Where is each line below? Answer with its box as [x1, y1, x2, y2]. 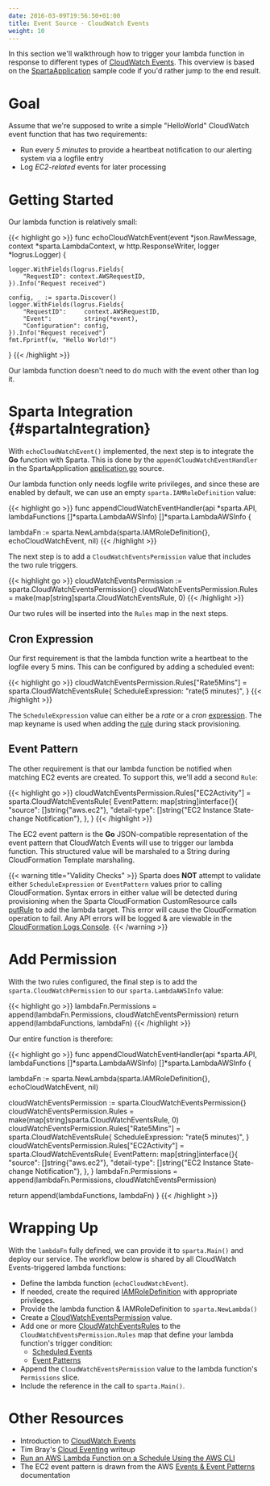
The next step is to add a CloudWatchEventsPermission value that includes [8, 552, 251, 561]
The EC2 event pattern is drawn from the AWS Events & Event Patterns [19, 1461, 255, 1471]
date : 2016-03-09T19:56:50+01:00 [8, 11, 121, 20]
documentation [19, 1470, 71, 1480]
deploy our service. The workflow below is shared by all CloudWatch [8, 1254, 237, 1263]
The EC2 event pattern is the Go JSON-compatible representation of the [8, 829, 248, 839]
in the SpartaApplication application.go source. [8, 464, 164, 473]
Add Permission [8, 951, 118, 968]
